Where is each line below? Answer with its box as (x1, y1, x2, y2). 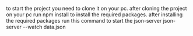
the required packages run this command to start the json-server (6, 17, 162, 24)
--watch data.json (23, 23, 66, 30)
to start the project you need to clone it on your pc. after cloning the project (6, 5, 188, 12)
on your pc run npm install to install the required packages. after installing (6, 11, 183, 18)
